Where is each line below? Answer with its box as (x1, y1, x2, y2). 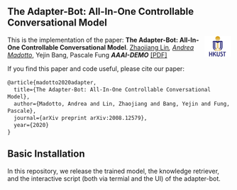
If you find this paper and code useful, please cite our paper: (7, 64, 184, 73)
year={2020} (13, 121, 50, 128)
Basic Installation (7, 148, 85, 160)
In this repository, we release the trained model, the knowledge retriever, (7, 167, 220, 175)
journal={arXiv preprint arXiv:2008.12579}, (13, 114, 148, 121)
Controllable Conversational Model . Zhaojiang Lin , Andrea (21, 43, 194, 52)
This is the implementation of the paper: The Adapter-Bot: (7, 35, 179, 44)
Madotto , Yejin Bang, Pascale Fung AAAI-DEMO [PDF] (7, 50, 167, 59)
